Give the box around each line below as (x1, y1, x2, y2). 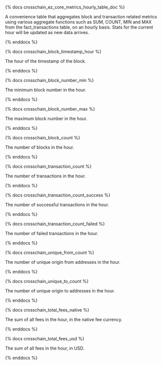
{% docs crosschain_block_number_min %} (5, 78, 94, 83)
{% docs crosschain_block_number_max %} (5, 106, 95, 112)
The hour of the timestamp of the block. (5, 58, 86, 64)
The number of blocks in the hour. (5, 144, 74, 150)
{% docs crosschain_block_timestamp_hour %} (5, 49, 102, 54)
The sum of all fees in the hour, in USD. (5, 345, 85, 351)
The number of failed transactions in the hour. (5, 231, 99, 236)
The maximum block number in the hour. (5, 116, 87, 122)
